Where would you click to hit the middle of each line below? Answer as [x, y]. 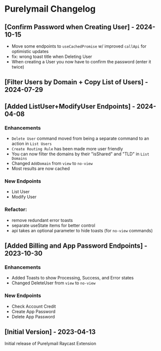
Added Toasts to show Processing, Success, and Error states [72, 278]
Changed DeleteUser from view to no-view [53, 283]
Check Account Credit [34, 306]
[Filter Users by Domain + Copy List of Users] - [76, 82]
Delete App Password [33, 316]
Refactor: [16, 209]
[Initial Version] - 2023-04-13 [50, 332]
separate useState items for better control [53, 225]
